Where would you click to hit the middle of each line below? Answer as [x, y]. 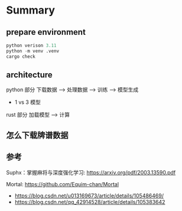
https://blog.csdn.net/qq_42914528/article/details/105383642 [90, 202]
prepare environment [46, 32]
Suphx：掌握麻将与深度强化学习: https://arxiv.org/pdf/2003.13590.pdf [91, 172]
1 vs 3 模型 [28, 102]
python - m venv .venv [33, 51]
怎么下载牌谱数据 [37, 135]
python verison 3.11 [32, 45]
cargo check [21, 57]
